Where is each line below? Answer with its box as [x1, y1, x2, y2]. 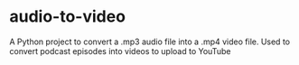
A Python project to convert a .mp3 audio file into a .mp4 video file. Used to [9, 36, 291, 47]
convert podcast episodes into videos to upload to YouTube [9, 45, 231, 56]
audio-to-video [9, 6, 126, 27]
